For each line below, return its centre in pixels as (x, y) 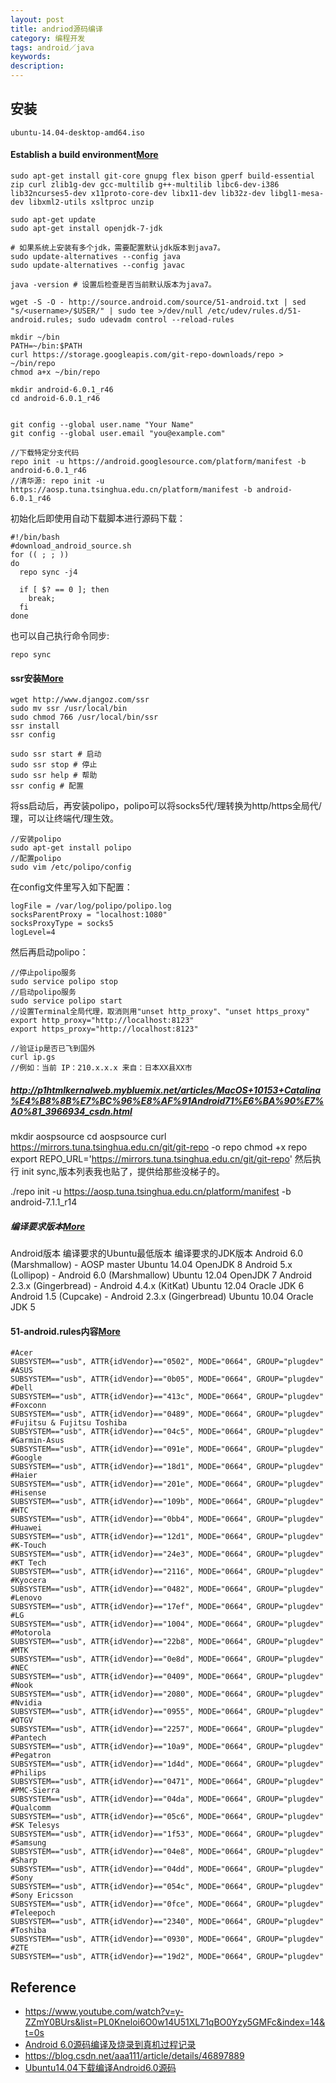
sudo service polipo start (66, 1001)
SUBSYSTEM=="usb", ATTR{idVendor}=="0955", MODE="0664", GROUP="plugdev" (167, 1712)
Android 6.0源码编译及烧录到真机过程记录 (110, 2045)
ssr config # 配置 (47, 786)
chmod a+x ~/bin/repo (55, 372)
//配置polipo (36, 859)
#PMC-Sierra (35, 1791)
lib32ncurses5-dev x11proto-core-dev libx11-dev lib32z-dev (138, 194)
